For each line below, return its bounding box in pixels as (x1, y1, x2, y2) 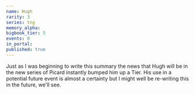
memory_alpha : (6, 25, 41, 31)
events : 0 (6, 36, 30, 41)
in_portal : (6, 41, 33, 47)
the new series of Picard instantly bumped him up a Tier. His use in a (6, 68, 172, 76)
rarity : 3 (6, 14, 30, 20)
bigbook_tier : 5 (6, 30, 46, 36)
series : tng (6, 19, 35, 25)
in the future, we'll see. (6, 81, 61, 88)
